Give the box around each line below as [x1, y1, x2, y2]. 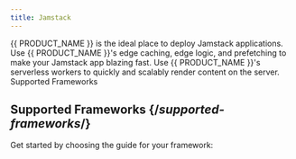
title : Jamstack [10, 13, 71, 22]
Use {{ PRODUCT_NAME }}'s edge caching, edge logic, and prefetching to [10, 47, 287, 58]
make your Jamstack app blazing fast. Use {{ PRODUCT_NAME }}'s [10, 57, 261, 67]
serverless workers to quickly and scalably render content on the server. [10, 66, 281, 77]
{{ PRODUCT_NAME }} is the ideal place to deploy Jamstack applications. [10, 38, 283, 49]
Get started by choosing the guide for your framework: [10, 140, 214, 151]
